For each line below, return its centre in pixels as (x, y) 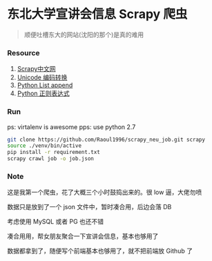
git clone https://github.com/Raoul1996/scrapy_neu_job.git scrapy (106, 139)
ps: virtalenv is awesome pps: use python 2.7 (71, 127)
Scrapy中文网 (37, 69)
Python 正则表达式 (44, 93)
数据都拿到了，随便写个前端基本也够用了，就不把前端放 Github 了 (100, 251)
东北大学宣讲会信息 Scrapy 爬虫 (97, 14)
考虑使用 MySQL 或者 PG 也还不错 (56, 222)
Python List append (45, 85)
